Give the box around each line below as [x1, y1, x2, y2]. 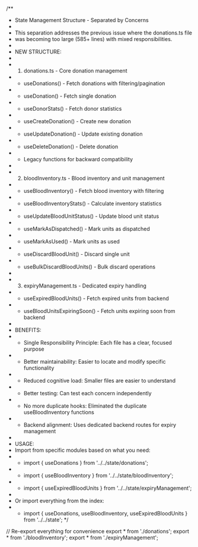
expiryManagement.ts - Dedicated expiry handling [23, 282, 147, 289]
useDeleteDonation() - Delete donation [23, 143, 119, 150]
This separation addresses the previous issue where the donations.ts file [14, 29, 193, 36]
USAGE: [14, 440, 34, 447]
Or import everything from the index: [14, 497, 105, 504]
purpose [23, 345, 44, 352]
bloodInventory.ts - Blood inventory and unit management [23, 175, 165, 182]
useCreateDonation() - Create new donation [23, 118, 132, 124]
